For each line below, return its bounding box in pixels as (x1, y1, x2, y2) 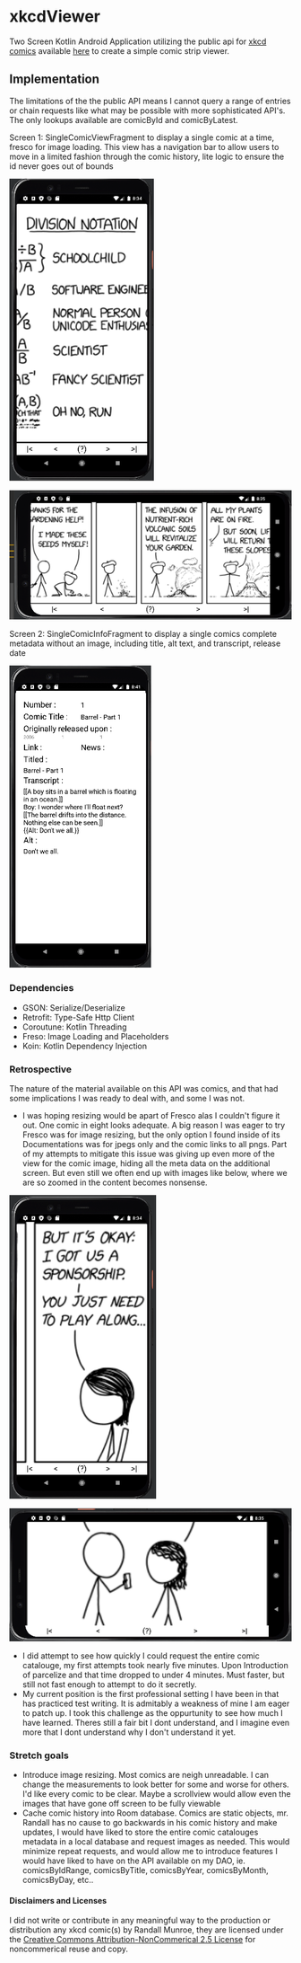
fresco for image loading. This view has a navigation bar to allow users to (9, 141, 279, 152)
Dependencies (9, 982, 74, 995)
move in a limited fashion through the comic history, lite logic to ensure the (9, 151, 285, 162)
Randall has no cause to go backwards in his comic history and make (21, 1817, 278, 1828)
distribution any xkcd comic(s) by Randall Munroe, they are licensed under (9, 1924, 284, 1935)
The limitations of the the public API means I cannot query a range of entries (9, 95, 291, 106)
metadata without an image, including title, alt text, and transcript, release (9, 638, 281, 649)
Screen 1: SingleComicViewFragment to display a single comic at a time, (9, 132, 275, 143)
